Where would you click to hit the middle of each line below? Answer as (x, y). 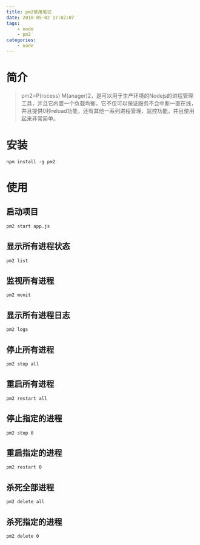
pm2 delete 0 (23, 537)
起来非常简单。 (40, 118)
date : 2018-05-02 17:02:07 (40, 18)
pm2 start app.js (28, 226)
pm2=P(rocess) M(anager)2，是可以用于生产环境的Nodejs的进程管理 (107, 95)
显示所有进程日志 (38, 315)
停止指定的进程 (34, 418)
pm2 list (17, 261)
